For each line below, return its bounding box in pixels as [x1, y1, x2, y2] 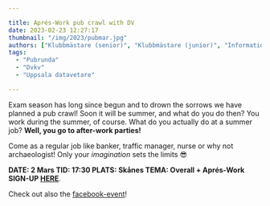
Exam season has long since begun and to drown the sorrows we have [8, 99, 243, 109]
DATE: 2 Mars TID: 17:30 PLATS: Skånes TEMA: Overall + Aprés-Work [8, 165, 245, 175]
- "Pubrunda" [15, 56, 59, 64]
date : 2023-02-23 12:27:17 [8, 26, 99, 34]
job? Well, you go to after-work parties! [8, 125, 141, 135]
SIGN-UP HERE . [8, 173, 62, 183]
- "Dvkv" [15, 63, 45, 72]
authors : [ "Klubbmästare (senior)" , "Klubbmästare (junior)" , [8, 41, 221, 49]
